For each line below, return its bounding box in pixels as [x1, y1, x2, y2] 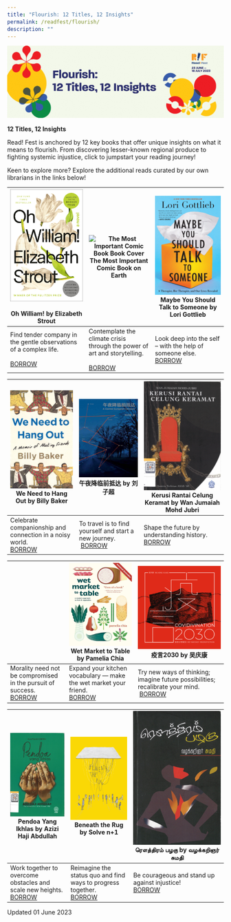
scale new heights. [10, 886, 63, 894]
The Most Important [89, 257, 148, 265]
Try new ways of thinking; [137, 668, 211, 676]
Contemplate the [88, 327, 136, 335]
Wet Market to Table [70, 647, 131, 656]
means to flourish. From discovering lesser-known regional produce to [7, 145, 207, 154]
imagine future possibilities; [137, 675, 216, 683]
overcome [10, 871, 39, 879]
